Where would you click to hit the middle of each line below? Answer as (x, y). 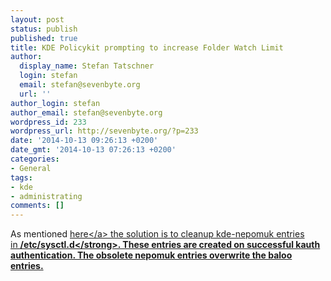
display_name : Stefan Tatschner (87, 66)
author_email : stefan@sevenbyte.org (86, 112)
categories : (35, 159)
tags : (21, 177)
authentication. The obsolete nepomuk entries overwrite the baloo (151, 255)
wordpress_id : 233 (48, 122)
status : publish (44, 29)
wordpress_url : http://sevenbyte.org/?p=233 (104, 131)
